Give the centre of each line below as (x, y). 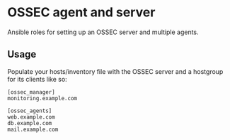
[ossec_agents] (30, 111)
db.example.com (30, 123)
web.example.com (31, 117)
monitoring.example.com (42, 98)
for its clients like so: (37, 79)
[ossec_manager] (31, 92)
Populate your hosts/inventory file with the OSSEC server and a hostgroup (115, 71)
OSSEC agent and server (81, 12)
